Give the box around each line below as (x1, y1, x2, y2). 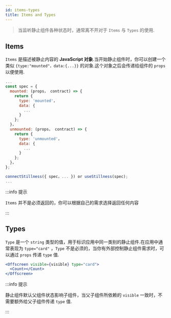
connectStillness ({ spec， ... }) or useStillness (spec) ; (5, 174, 129, 179)
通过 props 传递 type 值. (9, 252, 60, 258)
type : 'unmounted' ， (18, 136, 62, 141)
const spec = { (5, 84, 38, 89)
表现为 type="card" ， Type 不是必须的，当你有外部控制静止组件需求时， (9, 245, 160, 251)
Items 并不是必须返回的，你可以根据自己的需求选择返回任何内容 (5, 199, 139, 206)
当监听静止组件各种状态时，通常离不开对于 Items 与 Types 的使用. (17, 27, 155, 33)
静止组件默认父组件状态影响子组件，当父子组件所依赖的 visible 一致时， (5, 292, 158, 298)
